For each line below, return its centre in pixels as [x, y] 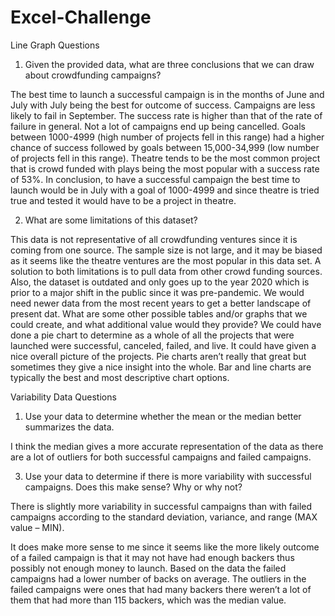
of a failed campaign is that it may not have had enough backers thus [152, 557]
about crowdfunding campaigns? [93, 75]
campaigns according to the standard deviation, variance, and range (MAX [164, 517]
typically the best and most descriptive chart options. [120, 377]
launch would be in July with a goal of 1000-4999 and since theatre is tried [165, 190]
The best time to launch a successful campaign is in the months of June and [167, 94]
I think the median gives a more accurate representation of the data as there [167, 446]
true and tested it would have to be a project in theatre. [123, 200]
